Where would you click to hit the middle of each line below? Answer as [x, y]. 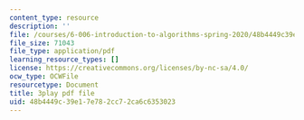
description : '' [40, 26]
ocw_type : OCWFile [44, 77]
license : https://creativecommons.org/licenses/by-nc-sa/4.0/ [129, 69]
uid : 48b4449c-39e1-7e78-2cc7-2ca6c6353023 [93, 102]
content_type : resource [54, 18]
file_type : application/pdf [62, 51]
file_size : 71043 [42, 43]
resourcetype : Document [54, 85]
